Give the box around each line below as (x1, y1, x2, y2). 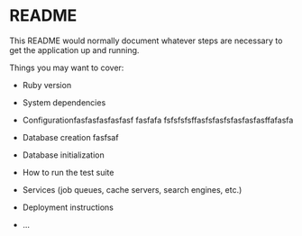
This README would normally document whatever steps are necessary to (9, 35, 283, 46)
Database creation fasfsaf (22, 132, 119, 142)
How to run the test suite (22, 167, 114, 177)
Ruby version (22, 79, 72, 90)
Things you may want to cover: (9, 62, 124, 73)
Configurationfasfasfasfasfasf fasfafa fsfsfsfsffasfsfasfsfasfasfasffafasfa (22, 114, 294, 125)
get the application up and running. (9, 44, 140, 55)
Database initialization (22, 150, 105, 160)
